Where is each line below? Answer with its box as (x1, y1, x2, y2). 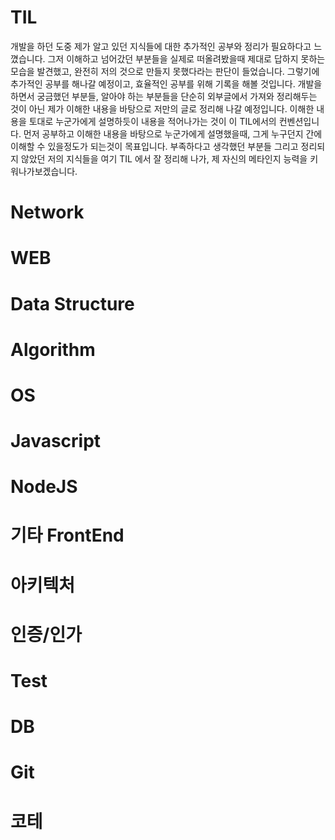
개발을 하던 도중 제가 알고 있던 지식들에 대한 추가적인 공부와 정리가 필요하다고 (10, 40, 312, 52)
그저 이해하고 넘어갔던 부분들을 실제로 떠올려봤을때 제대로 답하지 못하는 (47, 52, 326, 65)
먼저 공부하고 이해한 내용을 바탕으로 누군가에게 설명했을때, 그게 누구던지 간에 (23, 127, 323, 140)
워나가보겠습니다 (10, 165, 76, 177)
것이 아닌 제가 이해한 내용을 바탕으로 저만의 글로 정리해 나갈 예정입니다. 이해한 (10, 102, 315, 115)
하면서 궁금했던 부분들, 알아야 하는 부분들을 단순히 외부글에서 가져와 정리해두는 (10, 90, 318, 102)
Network (10, 201, 85, 224)
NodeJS (10, 476, 78, 498)
